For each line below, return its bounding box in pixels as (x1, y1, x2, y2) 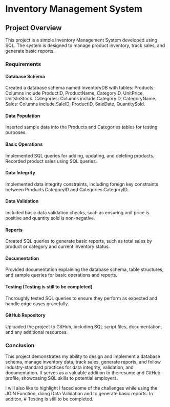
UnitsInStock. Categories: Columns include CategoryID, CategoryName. (5, 96, 157, 102)
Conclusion (5, 342, 35, 349)
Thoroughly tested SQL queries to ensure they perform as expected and (5, 295, 158, 301)
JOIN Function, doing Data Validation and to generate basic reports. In (5, 391, 154, 397)
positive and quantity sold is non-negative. (5, 215, 96, 221)
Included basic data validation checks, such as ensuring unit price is (5, 209, 150, 215)
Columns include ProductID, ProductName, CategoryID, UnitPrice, (5, 90, 144, 96)
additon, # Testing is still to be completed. (5, 396, 94, 402)
